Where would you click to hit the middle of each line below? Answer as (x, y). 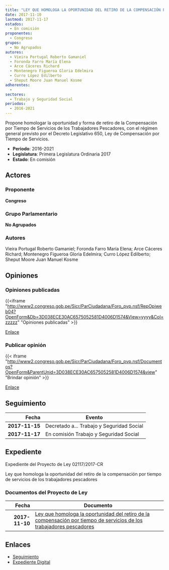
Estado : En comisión (34, 159)
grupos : (13, 43)
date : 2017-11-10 (23, 15)
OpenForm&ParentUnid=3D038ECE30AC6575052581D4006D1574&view (80, 372)
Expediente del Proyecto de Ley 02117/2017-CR (54, 464)
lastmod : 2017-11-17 (27, 19)
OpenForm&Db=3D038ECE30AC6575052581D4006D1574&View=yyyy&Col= (84, 317)
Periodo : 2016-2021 (33, 149)
